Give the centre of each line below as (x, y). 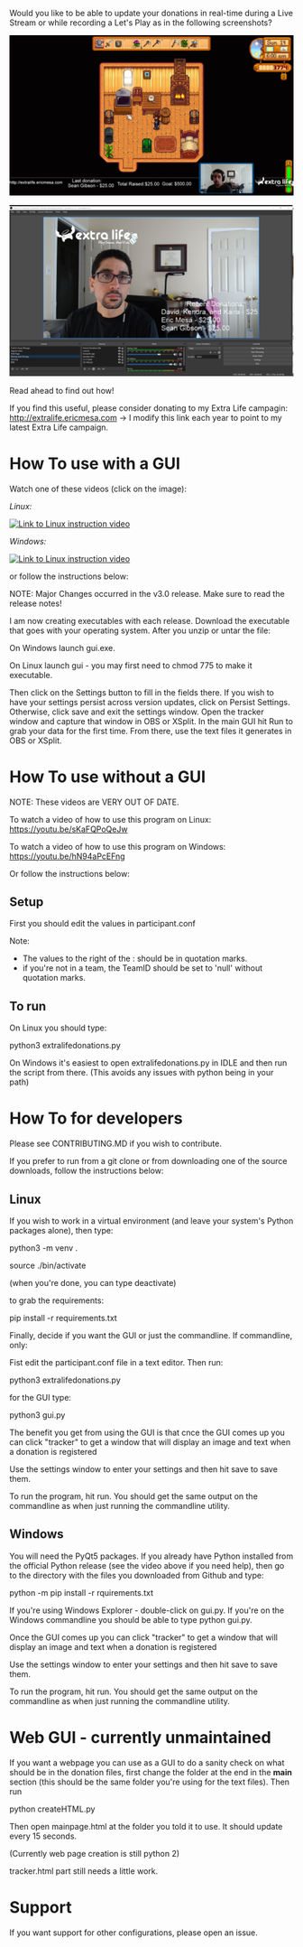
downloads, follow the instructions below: (87, 1171)
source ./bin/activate (48, 1265)
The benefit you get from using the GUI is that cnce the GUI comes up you (147, 1432)
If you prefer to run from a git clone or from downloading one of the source (148, 1161)
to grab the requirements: (57, 1300)
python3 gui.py (37, 1415)
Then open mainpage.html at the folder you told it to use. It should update (146, 1826)
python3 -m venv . (44, 1248)
